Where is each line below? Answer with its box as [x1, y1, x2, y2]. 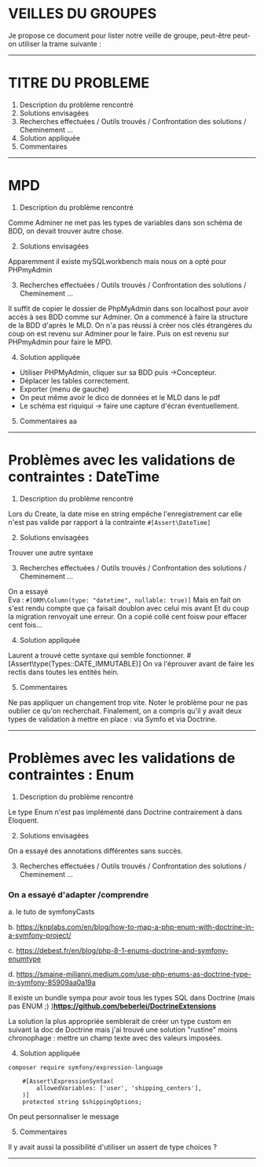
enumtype [8, 954, 42, 963]
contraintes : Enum [8, 765, 135, 784]
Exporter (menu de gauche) [19, 384, 109, 394]
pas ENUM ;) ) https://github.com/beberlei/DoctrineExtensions [8, 1001, 216, 1011]
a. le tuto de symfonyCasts [8, 907, 95, 916]
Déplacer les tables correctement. [19, 376, 130, 385]
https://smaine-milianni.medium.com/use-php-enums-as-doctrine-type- [16, 969, 251, 978]
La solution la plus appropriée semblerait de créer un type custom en [8, 1016, 232, 1026]
